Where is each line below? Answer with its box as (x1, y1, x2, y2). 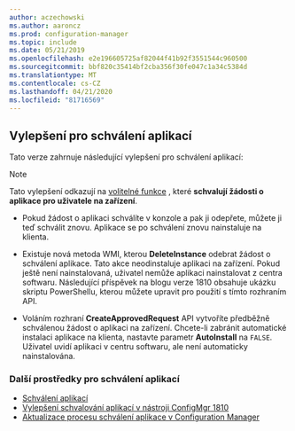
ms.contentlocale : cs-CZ (9, 79, 101, 88)
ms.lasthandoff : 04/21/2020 (9, 87, 113, 96)
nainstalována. (21, 351, 75, 362)
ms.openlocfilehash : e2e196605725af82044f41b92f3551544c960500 (9, 54, 248, 63)
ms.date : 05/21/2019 (9, 46, 86, 55)
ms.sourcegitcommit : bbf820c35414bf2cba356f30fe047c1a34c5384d (9, 63, 248, 72)
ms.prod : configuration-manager (9, 29, 128, 38)
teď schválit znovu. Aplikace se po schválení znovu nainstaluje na (21, 223, 262, 233)
